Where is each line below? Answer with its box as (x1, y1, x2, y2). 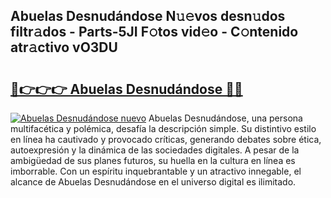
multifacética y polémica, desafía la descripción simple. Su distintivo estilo (10, 123, 317, 134)
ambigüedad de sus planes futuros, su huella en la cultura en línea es (10, 155, 296, 166)
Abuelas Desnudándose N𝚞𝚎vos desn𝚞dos (10, 8, 286, 25)
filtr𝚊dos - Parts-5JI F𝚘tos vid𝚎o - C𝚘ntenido (10, 24, 299, 41)
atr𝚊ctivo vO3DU (10, 39, 118, 56)
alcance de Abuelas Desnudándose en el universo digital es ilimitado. (10, 176, 297, 188)
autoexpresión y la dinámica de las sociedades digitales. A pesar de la (10, 144, 300, 156)
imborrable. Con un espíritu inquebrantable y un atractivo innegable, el (10, 165, 302, 177)
